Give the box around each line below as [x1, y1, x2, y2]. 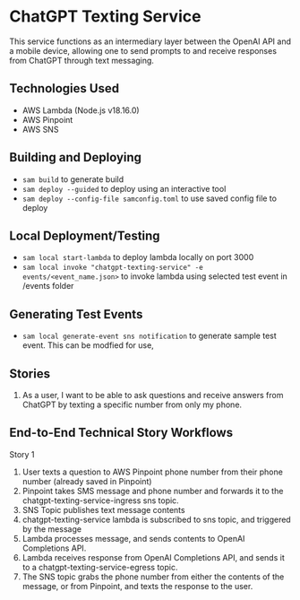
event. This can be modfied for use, [21, 340, 154, 351]
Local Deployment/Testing [9, 228, 160, 243]
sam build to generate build [21, 173, 124, 185]
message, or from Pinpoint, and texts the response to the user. [21, 580, 253, 591]
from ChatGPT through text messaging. [9, 55, 155, 65]
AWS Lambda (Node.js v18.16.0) [21, 105, 141, 116]
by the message [21, 523, 82, 535]
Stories [9, 366, 51, 381]
